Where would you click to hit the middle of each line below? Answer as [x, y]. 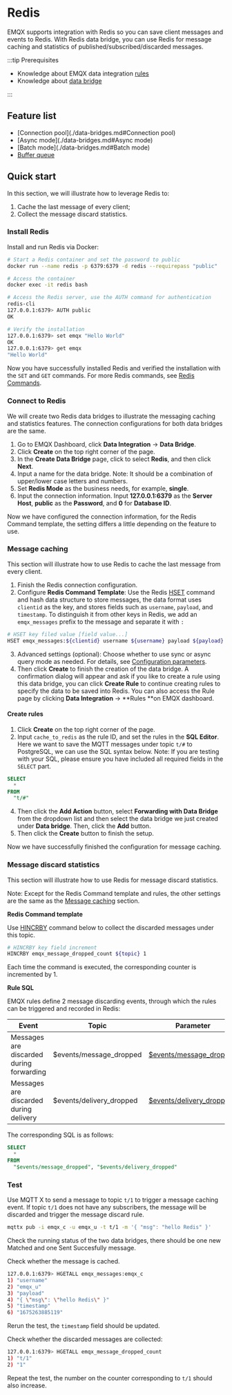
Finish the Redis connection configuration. [77, 585]
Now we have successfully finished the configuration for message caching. [114, 847]
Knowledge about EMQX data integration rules [83, 73]
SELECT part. [34, 766]
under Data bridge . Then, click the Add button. [84, 826]
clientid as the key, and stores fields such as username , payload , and [115, 606]
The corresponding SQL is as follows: [60, 1135]
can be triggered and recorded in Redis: [64, 1009]
